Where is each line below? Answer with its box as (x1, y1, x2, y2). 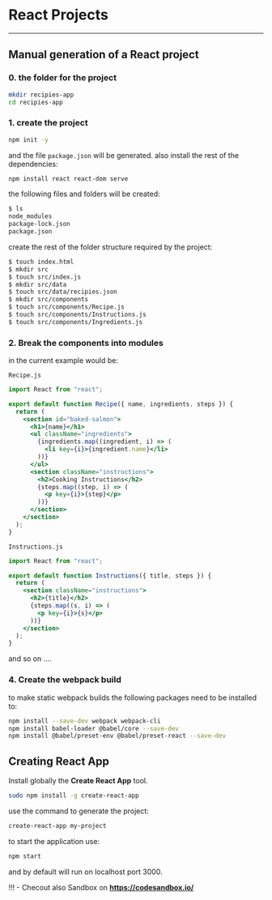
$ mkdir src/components (8, 296, 89, 304)
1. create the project (8, 117, 88, 129)
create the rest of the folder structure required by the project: (8, 241, 213, 252)
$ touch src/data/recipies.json (8, 288, 117, 296)
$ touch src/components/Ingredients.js (8, 318, 143, 326)
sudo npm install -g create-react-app (8, 791, 139, 800)
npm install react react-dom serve (8, 174, 129, 183)
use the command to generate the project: (8, 806, 150, 816)
